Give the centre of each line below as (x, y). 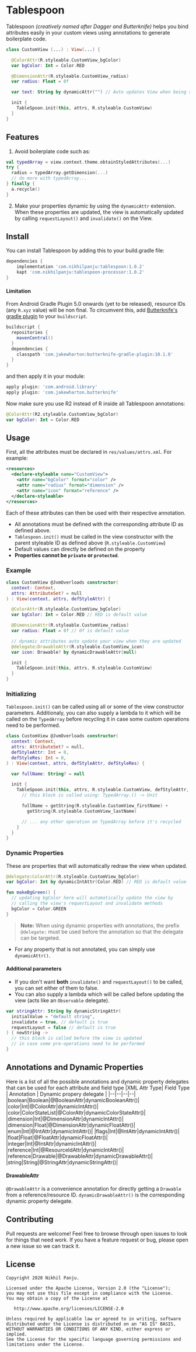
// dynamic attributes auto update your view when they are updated (96, 641)
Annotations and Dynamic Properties (75, 1068)
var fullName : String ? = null (48, 774)
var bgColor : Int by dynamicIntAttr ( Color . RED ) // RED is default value (96, 882)
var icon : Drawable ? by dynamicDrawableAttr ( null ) (74, 652)
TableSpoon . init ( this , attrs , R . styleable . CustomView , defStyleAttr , (103, 790)
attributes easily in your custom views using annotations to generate (88, 32)
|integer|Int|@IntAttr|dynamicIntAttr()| (51, 1143)
